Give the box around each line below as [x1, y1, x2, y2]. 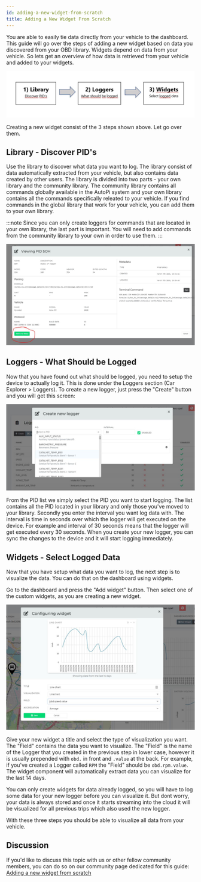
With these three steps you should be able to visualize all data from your [6, 817, 184, 824]
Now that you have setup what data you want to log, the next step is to [6, 568, 181, 576]
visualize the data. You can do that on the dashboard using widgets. [6, 575, 173, 582]
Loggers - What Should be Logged [6, 357, 137, 367]
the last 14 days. [6, 774, 47, 781]
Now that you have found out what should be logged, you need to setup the [6, 373, 193, 380]
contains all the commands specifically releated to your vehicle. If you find [6, 195, 190, 202]
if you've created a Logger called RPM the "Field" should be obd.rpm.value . [6, 761, 188, 769]
